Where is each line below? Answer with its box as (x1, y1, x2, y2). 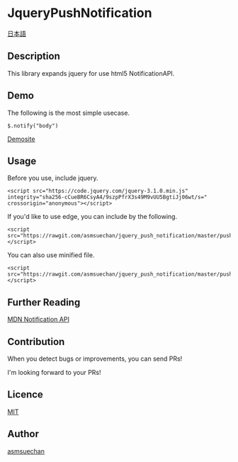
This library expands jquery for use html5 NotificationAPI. (7, 69, 175, 77)
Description (7, 50, 60, 62)
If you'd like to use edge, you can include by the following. (7, 213, 178, 221)
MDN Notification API (7, 315, 69, 324)
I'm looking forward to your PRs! (7, 368, 101, 376)
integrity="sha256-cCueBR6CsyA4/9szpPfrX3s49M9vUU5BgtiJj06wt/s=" (7, 193, 208, 201)
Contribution (7, 335, 65, 348)
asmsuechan (7, 446, 45, 455)
